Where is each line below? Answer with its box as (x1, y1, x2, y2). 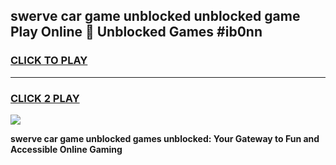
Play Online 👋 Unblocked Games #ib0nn (10, 24, 263, 41)
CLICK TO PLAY (10, 54, 88, 68)
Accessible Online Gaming (10, 143, 123, 155)
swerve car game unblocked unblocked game (10, 8, 301, 25)
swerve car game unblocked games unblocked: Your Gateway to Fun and (10, 132, 320, 144)
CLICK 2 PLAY (10, 91, 80, 105)
